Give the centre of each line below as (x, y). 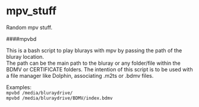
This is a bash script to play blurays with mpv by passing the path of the (94, 50)
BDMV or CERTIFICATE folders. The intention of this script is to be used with (99, 69)
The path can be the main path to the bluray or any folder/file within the (94, 63)
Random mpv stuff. (29, 27)
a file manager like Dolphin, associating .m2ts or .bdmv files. (80, 75)
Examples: (19, 87)
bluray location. (25, 56)
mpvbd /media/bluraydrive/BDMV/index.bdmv (59, 98)
